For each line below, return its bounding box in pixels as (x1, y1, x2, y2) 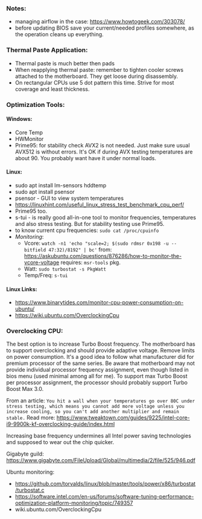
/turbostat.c (14, 486, 45, 494)
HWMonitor (14, 135, 44, 143)
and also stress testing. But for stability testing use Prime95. (14, 220, 165, 227)
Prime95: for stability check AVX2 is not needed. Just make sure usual (14, 141, 190, 149)
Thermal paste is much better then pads (14, 59, 115, 67)
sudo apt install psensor (14, 188, 75, 195)
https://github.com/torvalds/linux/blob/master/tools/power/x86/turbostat (14, 480, 196, 488)
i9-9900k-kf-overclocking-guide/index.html (6, 421, 115, 428)
